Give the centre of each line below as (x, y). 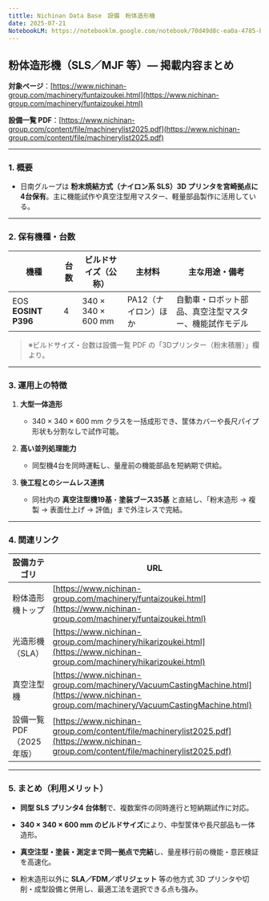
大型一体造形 (41, 404)
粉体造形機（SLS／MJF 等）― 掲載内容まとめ (121, 65)
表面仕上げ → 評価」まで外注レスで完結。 (118, 510)
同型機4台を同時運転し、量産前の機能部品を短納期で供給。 (129, 466)
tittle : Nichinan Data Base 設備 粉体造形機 (82, 16)
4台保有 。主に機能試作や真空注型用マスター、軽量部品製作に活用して (134, 197)
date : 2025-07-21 (37, 23)
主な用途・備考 (216, 271)
